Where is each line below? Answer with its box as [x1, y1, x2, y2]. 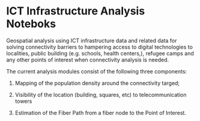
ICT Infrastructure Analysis [6, 4, 145, 18]
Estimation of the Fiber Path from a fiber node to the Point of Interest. [14, 109, 186, 116]
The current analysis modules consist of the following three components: [6, 67, 187, 75]
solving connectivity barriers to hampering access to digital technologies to [6, 43, 193, 51]
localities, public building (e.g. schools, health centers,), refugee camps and [6, 49, 194, 57]
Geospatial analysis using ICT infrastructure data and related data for [6, 37, 177, 44]
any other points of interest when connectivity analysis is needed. [6, 56, 169, 63]
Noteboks [6, 17, 56, 31]
